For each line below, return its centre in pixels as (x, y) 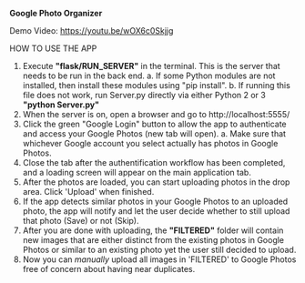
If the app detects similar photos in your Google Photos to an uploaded (155, 201)
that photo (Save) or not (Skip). (81, 221)
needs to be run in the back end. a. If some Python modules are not (149, 76)
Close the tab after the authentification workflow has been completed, (154, 162)
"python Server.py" (61, 105)
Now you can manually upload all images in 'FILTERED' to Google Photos (159, 259)
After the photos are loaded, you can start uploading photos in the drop (156, 182)
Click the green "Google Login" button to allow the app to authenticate (154, 124)
